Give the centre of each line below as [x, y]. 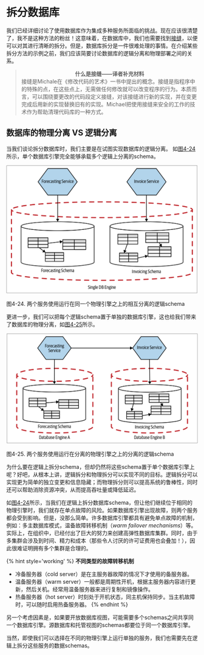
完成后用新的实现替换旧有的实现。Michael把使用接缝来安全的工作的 [105, 104]
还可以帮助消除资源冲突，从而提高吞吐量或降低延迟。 [73, 490]
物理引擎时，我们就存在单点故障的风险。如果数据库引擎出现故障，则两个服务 [102, 510]
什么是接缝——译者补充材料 [110, 74]
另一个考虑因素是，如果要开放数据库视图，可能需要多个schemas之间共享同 [100, 617]
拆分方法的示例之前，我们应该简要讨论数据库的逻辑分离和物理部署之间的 [97, 53]
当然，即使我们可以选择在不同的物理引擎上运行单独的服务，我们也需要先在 [99, 638]
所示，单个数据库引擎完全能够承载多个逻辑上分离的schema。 [83, 156]
